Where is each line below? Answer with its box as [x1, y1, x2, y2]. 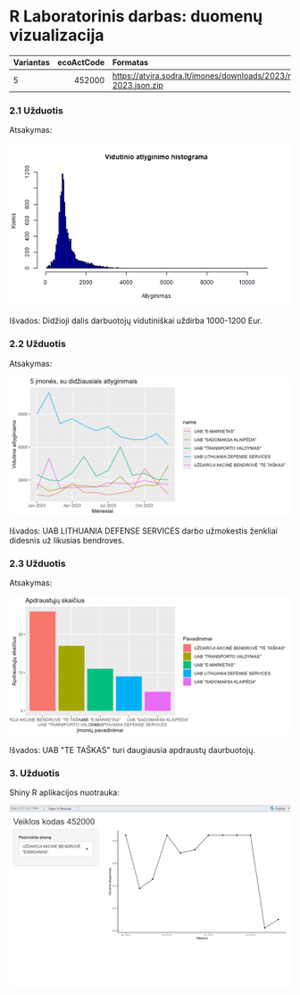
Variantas [12, 57, 51, 68]
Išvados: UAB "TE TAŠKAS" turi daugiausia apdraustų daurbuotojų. [9, 745, 256, 756]
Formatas [112, 57, 149, 68]
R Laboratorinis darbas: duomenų [9, 6, 263, 27]
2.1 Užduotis [9, 104, 64, 117]
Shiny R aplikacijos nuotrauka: [9, 787, 121, 798]
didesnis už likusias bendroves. [9, 535, 125, 545]
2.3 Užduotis [9, 557, 66, 569]
